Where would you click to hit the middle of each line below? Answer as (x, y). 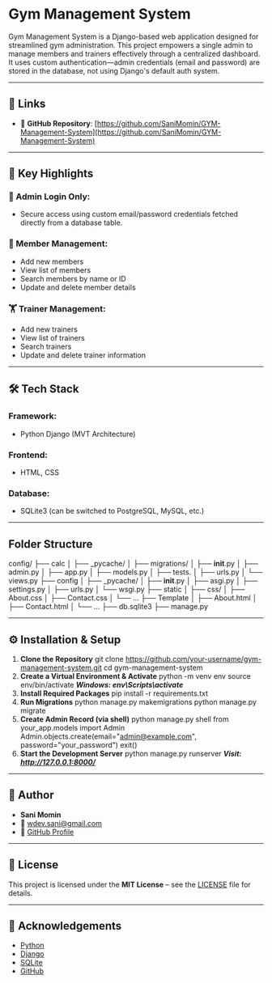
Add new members (52, 261)
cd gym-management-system (153, 667)
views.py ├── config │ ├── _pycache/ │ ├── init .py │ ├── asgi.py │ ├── (133, 581)
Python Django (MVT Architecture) (78, 434)
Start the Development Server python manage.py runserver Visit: (131, 753)
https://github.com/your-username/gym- (193, 659)
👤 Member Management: (58, 244)
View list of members (55, 270)
